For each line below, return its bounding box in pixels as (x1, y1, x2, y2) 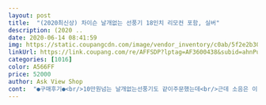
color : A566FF (8, 63, 55, 71)
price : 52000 (8, 70, 51, 78)
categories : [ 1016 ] (8, 56, 73, 64)
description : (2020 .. (8, 26, 83, 34)
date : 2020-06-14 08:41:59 (8, 33, 97, 42)
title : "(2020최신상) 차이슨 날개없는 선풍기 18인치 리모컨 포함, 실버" (8, 19, 220, 27)
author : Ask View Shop (8, 77, 83, 85)
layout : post (8, 11, 51, 20)
